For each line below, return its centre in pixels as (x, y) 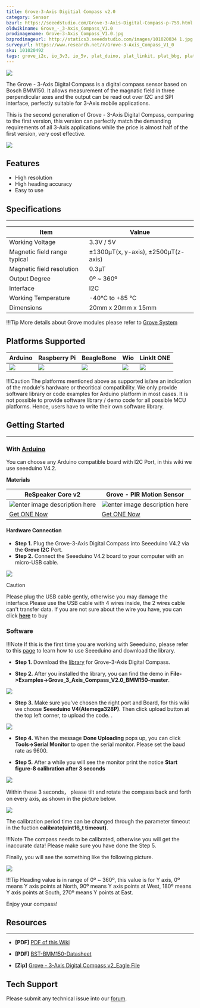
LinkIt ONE (155, 358)
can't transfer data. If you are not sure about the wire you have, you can (94, 609)
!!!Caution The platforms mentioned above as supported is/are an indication (99, 381)
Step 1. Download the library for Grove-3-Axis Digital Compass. (93, 662)
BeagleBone (99, 358)
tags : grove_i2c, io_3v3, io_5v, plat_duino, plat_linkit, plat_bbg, (94, 56)
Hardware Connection (34, 530)
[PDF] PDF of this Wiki (42, 943)
